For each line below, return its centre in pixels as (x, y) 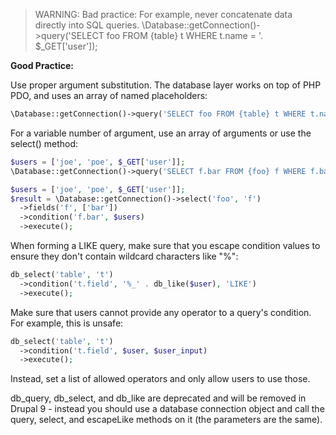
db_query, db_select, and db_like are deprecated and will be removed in (158, 398)
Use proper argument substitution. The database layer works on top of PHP (166, 85)
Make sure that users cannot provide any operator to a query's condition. (161, 312)
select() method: (44, 143)
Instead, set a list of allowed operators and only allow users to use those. (160, 379)
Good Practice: (42, 65)
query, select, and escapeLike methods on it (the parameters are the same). (166, 420)
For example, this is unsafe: (67, 323)
